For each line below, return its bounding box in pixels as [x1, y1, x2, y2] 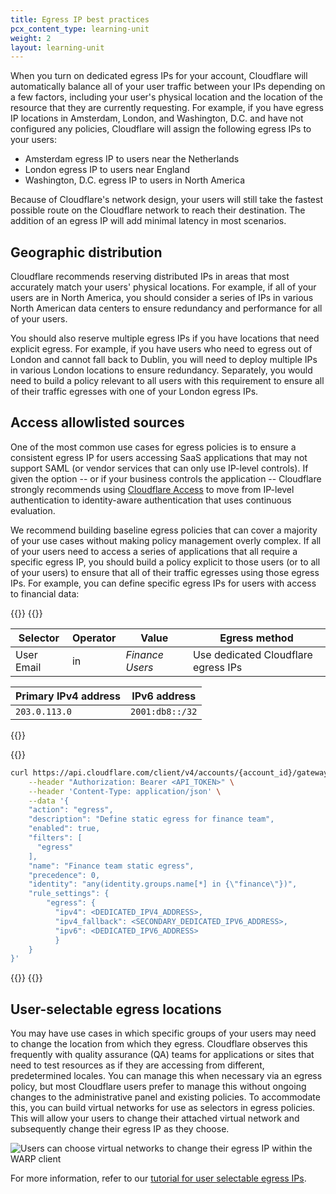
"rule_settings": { [28, 889, 110, 899]
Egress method [219, 631, 294, 645]
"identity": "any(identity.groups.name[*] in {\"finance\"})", [28, 879, 298, 890]
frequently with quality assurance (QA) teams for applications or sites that [10, 1049, 315, 1061]
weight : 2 [10, 33, 52, 43]
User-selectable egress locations [10, 1001, 222, 1018]
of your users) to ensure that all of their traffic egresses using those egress [10, 566, 320, 578]
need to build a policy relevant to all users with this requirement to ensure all [10, 375, 325, 387]
